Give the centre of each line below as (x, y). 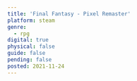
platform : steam (31, 20)
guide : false (26, 54)
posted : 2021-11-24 (36, 66)
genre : (17, 27)
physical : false (31, 46)
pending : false (30, 60)
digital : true (28, 40)
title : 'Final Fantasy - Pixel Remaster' (69, 14)
